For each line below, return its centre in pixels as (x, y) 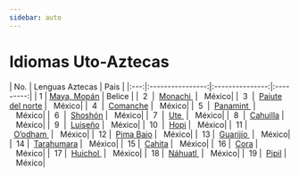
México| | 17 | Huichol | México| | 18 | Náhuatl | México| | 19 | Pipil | (151, 153)
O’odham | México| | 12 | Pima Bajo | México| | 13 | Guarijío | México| (152, 134)
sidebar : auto (36, 17)
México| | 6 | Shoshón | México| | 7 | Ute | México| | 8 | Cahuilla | (150, 115)
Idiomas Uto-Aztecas (89, 61)
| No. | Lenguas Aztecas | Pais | (67, 87)
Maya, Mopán (74, 96)
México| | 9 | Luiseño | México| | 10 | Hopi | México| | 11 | (132, 124)
